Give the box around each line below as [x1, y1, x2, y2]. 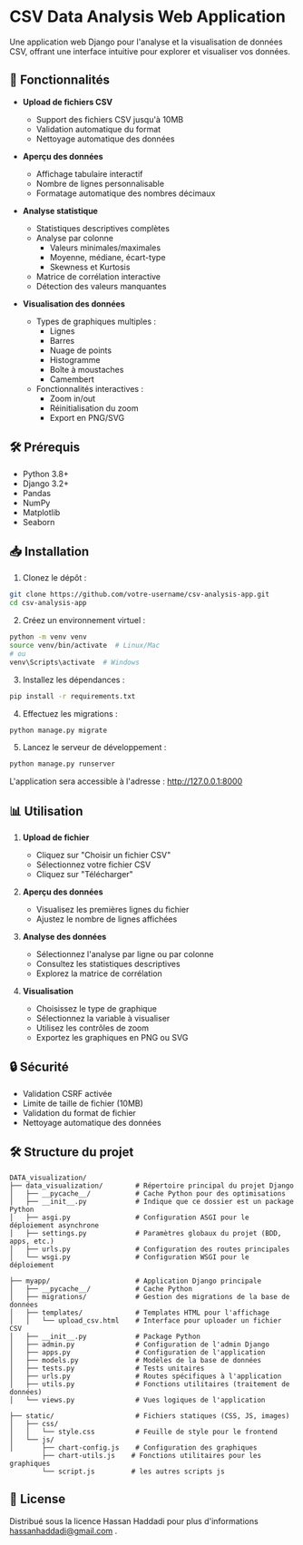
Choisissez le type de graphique [35, 1003, 157, 1014]
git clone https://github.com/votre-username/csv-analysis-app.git [9, 590, 270, 600]
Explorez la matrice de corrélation [35, 968, 163, 979]
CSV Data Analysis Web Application [9, 6, 286, 27]
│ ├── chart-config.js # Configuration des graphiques [9, 1442, 258, 1452]
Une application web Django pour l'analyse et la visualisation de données [9, 36, 283, 47]
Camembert [49, 374, 94, 385]
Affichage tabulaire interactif [35, 168, 143, 179]
